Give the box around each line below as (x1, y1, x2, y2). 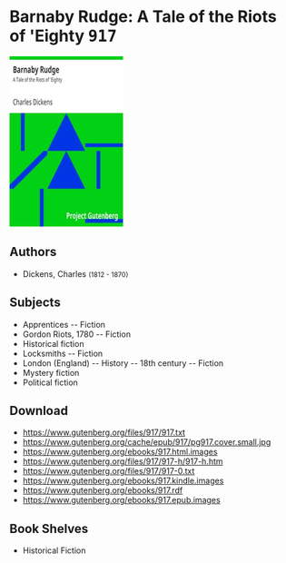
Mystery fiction (22, 367, 80, 378)
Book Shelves (9, 520, 89, 537)
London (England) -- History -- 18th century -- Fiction (22, 357, 224, 369)
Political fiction (22, 377, 79, 388)
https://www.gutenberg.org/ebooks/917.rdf (22, 485, 183, 496)
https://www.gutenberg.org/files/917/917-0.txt (22, 466, 195, 477)
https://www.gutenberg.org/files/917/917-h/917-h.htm (22, 456, 224, 467)
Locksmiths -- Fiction (22, 348, 104, 359)
